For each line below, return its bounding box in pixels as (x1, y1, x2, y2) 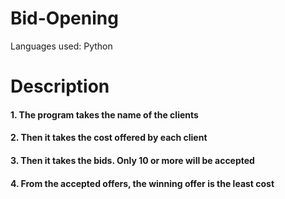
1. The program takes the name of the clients (10, 108, 199, 121)
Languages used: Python (10, 40, 113, 52)
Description (10, 75, 110, 98)
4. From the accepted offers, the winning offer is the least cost (10, 177, 275, 189)
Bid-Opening (10, 7, 119, 30)
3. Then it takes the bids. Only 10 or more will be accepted (10, 154, 255, 166)
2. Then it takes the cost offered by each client (10, 132, 208, 144)
